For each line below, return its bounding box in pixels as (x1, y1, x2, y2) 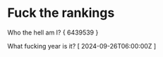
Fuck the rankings (7, 5, 115, 21)
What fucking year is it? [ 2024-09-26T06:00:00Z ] (7, 42, 157, 50)
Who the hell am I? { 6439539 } (7, 28, 99, 37)
